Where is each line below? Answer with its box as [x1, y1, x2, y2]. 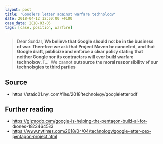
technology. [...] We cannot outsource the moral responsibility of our [16, 59, 158, 65]
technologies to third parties [16, 64, 76, 70]
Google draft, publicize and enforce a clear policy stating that [16, 49, 143, 55]
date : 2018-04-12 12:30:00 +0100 [5, 16, 73, 21]
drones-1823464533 [12, 123, 54, 129]
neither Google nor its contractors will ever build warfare [16, 54, 134, 60]
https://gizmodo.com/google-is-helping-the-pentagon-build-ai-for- [12, 118, 147, 124]
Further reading [5, 105, 53, 113]
